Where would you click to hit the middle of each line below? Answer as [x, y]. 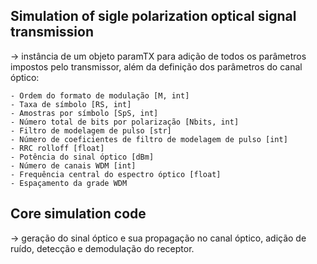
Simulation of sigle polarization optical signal [153, 16]
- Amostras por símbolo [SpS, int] [84, 113]
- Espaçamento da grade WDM [69, 183]
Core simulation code [78, 214]
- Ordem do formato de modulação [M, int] [100, 95]
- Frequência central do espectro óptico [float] [116, 174]
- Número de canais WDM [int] [73, 165]
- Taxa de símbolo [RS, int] [71, 104]
